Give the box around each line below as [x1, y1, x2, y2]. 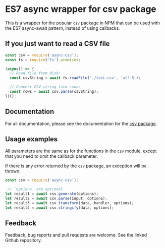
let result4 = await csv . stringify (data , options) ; [5, 205, 114, 210]
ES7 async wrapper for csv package [5, 3, 157, 15]
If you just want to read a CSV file [5, 40, 110, 48]
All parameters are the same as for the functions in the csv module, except [5, 148, 157, 154]
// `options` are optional [7, 187, 63, 192]
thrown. [5, 168, 21, 174]
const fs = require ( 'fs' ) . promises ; [5, 57, 81, 62]
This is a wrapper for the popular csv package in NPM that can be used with [5, 20, 160, 26]
